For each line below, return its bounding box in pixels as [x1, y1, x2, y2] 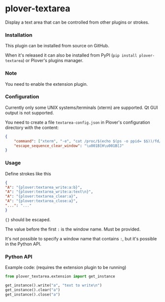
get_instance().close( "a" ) [5, 292, 60, 297]
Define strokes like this [5, 170, 52, 176]
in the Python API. [5, 241, 42, 247]
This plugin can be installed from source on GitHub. [5, 43, 110, 49]
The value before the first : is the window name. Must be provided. [5, 226, 141, 232]
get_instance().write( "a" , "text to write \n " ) [5, 283, 102, 288]
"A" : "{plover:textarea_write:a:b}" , [5, 185, 82, 190]
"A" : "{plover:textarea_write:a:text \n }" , [5, 189, 93, 195]
